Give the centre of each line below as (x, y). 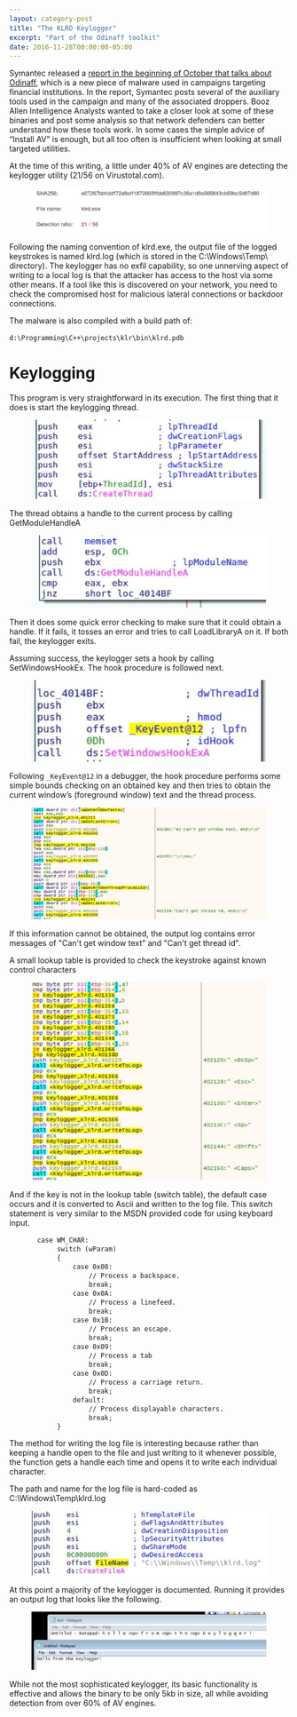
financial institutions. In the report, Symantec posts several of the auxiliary (145, 92)
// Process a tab (120, 1355)
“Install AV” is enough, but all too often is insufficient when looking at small (145, 139)
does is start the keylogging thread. (74, 407)
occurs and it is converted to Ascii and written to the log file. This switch (141, 1204)
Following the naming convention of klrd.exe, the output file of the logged (143, 246)
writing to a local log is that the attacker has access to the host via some (141, 274)
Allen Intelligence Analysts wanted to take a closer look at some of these (142, 111)
